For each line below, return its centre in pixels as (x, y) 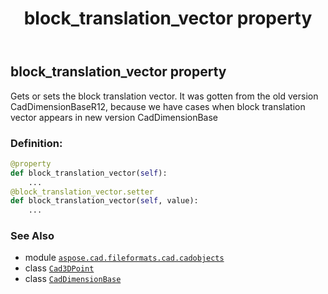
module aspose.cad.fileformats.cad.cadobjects (124, 258)
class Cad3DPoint (59, 268)
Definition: (36, 143)
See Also (32, 236)
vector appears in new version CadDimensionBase (114, 117)
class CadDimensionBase (73, 279)
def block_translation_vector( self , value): (104, 201)
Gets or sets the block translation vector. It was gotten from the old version (164, 96)
